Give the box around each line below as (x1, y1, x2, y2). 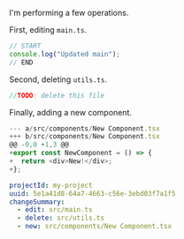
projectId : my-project (9, 181, 93, 190)
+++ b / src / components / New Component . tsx (9, 132, 161, 141)
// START (9, 41, 42, 50)
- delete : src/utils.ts (17, 213, 104, 223)
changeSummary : (9, 198, 65, 206)
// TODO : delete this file (9, 91, 104, 100)
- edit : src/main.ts (17, 205, 93, 214)
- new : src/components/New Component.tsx (17, 222, 172, 231)
